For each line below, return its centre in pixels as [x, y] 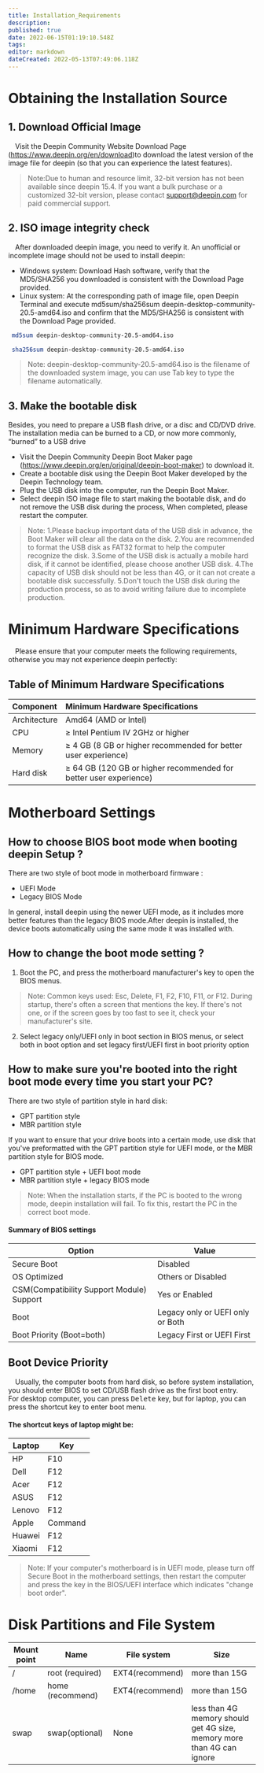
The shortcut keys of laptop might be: [71, 1425]
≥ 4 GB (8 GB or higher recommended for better [154, 745]
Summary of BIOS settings [52, 1230]
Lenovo [26, 1510]
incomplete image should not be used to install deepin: [97, 255]
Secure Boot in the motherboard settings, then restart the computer [137, 1576]
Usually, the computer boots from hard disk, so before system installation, [135, 1382]
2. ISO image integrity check [79, 228]
